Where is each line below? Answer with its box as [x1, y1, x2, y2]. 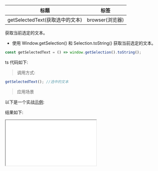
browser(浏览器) [86, 17, 124, 23]
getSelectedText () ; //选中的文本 [5, 79, 69, 84]
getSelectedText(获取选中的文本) [7, 17, 83, 23]
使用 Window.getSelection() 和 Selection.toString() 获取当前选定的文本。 [12, 40, 156, 46]
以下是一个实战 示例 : [5, 99, 45, 105]
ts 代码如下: [5, 59, 28, 65]
